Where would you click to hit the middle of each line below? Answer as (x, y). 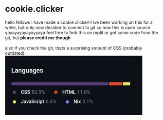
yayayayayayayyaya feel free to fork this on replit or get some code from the (81, 32)
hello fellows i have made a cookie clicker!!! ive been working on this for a (79, 22)
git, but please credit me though (38, 38)
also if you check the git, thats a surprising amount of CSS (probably (74, 48)
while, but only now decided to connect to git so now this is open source (78, 27)
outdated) (15, 53)
